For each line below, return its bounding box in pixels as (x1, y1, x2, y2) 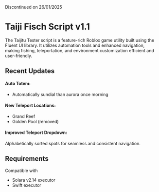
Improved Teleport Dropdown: (5, 130, 67, 135)
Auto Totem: (5, 80, 31, 86)
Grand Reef (12, 113, 35, 119)
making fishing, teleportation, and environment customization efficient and (5, 47, 154, 53)
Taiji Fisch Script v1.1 (5, 21, 90, 32)
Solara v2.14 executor (12, 177, 56, 183)
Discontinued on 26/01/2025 (5, 4, 62, 10)
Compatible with (5, 168, 38, 173)
